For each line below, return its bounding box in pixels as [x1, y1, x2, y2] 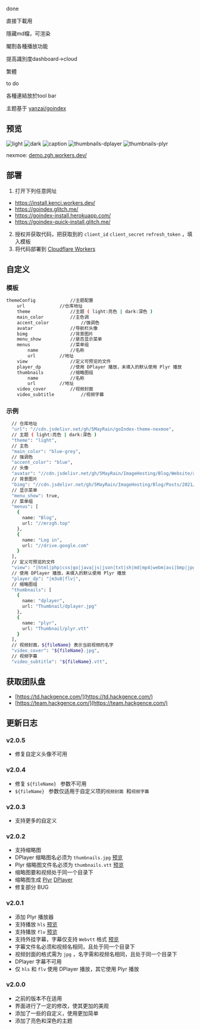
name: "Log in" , [21, 537, 62, 543]
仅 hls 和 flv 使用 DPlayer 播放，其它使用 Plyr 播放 [14, 965, 139, 972]
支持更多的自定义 [14, 817, 57, 824]
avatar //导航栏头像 [17, 325, 98, 331]
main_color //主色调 [17, 314, 89, 320]
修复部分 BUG [14, 884, 49, 891]
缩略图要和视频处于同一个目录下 [14, 869, 93, 876]
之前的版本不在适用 [14, 994, 62, 1002]
